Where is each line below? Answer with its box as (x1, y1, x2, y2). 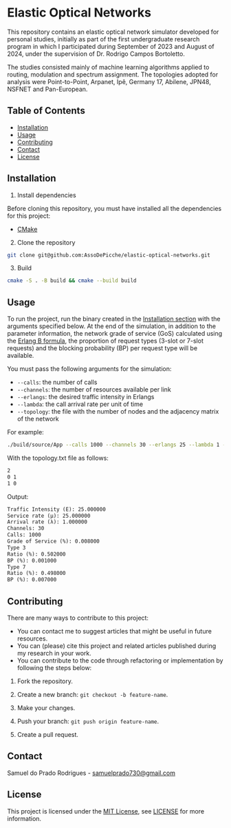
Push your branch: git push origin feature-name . (16, 717, 159, 725)
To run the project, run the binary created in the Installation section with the (7, 315, 221, 323)
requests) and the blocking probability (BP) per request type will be (7, 344, 198, 352)
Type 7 (7, 563, 26, 570)
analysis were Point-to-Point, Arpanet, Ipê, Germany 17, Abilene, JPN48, (7, 77, 211, 85)
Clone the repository (16, 238, 76, 246)
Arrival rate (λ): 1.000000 (7, 518, 88, 525)
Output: (7, 492, 29, 501)
